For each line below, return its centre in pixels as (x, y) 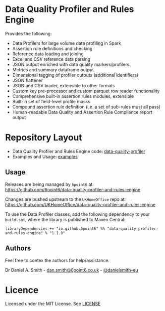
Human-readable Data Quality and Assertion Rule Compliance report (82, 112)
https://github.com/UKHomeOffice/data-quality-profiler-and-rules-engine (80, 204)
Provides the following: (28, 33)
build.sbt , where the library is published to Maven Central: (65, 219)
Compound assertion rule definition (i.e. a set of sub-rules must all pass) (86, 107)
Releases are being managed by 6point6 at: (50, 184)
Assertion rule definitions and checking (52, 48)
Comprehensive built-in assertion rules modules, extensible (73, 96)
